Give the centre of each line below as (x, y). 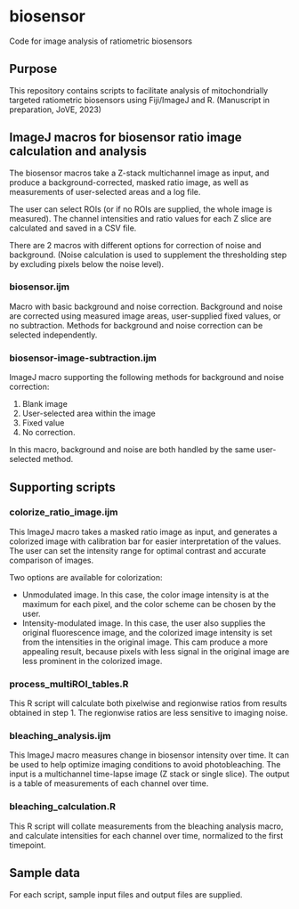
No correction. (48, 433)
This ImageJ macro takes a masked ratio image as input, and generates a (143, 532)
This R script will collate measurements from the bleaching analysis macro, (146, 826)
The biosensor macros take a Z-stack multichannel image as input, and (139, 173)
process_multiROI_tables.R (69, 684)
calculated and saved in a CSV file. (73, 228)
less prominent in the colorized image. (92, 661)
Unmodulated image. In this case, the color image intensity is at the (145, 595)
